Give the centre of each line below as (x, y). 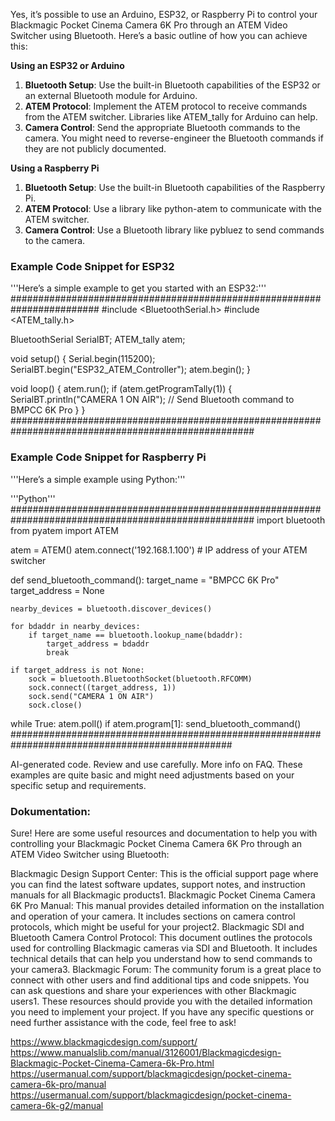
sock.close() (55, 705)
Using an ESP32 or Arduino (67, 65)
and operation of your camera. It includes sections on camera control (153, 916)
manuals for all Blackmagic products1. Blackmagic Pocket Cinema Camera (163, 895)
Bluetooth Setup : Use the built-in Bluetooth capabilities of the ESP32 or (172, 85)
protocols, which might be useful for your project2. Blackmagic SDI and (157, 926)
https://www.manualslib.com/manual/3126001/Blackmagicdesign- (146, 1052)
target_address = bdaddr (98, 644)
